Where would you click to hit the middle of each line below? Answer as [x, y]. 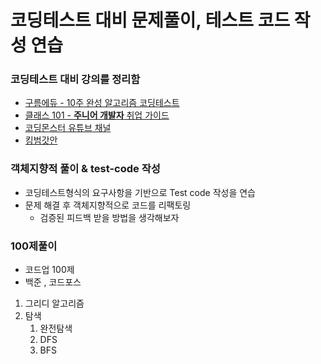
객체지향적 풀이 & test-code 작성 [85, 169]
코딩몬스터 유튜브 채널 [68, 128]
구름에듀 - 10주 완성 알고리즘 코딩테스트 [102, 103]
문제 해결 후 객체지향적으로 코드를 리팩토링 [108, 205]
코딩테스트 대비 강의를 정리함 [75, 79]
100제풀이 [34, 246]
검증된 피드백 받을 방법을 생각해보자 [109, 217]
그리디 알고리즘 [54, 303]
